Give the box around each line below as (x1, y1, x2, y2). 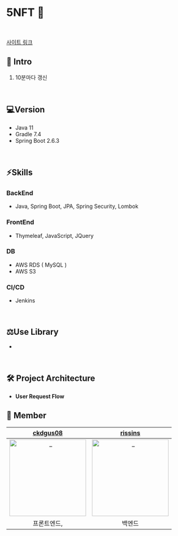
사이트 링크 (6, 38, 33, 45)
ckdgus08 (32, 429, 63, 437)
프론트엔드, (32, 519, 63, 527)
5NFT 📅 (6, 6, 45, 20)
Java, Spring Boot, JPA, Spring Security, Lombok (15, 202, 139, 210)
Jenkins (15, 297, 35, 304)
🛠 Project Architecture (6, 373, 95, 384)
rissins (120, 429, 141, 437)
